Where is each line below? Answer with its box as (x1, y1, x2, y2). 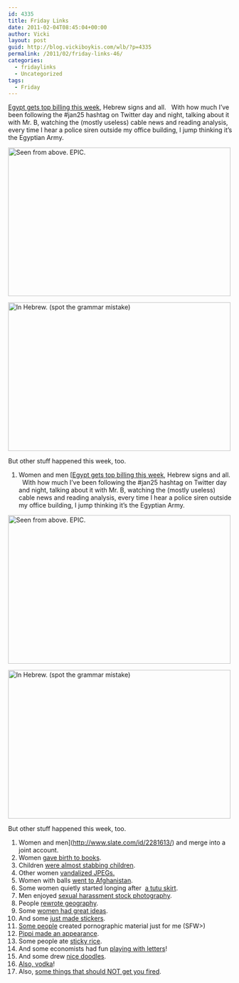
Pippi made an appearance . (18, 929, 100, 938)
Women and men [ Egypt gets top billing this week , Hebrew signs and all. (18, 470, 230, 479)
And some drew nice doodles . (18, 952, 106, 961)
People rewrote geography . (18, 899, 99, 907)
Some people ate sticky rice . (18, 937, 102, 946)
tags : (8, 76, 24, 84)
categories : (8, 57, 43, 64)
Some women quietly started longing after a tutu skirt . (18, 884, 179, 892)
